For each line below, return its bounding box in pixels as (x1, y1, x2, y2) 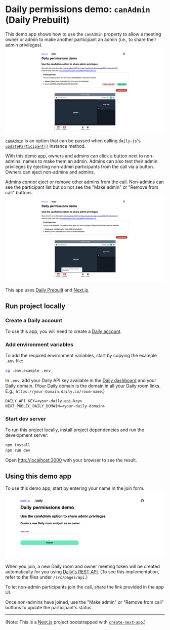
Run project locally (5, 302, 66, 310)
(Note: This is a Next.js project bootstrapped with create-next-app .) (5, 619, 146, 625)
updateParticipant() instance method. (5, 143, 86, 149)
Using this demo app (5, 472, 72, 480)
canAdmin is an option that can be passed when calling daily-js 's (5, 138, 141, 144)
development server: (5, 432, 49, 438)
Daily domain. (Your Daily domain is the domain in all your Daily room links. (5, 383, 161, 389)
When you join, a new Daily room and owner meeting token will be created (5, 563, 160, 569)
